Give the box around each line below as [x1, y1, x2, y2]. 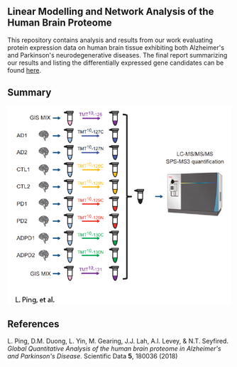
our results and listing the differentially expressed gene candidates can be [7, 58, 224, 67]
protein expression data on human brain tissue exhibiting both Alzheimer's [7, 43, 225, 52]
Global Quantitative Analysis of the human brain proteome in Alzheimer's [7, 344, 221, 353]
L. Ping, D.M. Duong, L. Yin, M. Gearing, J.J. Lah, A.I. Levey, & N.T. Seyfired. [7, 337, 229, 346]
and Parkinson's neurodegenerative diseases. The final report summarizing [7, 50, 228, 59]
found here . [7, 65, 41, 74]
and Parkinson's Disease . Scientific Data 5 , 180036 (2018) [7, 352, 178, 361]
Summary [7, 87, 52, 99]
